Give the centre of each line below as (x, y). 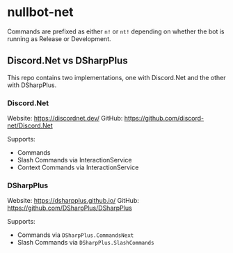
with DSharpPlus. (32, 85)
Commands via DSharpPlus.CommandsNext (75, 235)
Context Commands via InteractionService (78, 167)
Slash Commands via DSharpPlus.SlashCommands (86, 243)
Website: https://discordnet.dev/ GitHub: (65, 118)
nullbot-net (41, 12)
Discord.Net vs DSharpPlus (67, 61)
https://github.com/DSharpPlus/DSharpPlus (70, 208)
